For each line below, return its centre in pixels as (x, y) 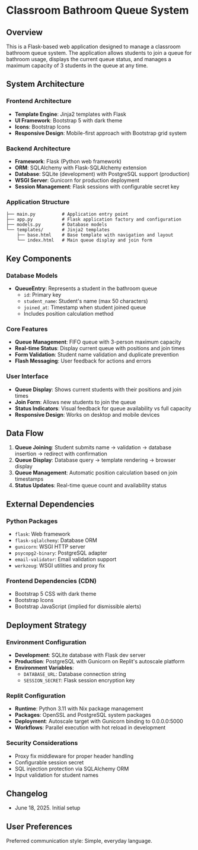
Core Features (27, 329)
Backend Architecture (39, 148)
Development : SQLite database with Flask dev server (80, 655)
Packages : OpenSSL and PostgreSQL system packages (83, 715)
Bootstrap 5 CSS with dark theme (55, 594)
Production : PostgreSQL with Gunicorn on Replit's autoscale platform (100, 662)
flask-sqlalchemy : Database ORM (56, 540)
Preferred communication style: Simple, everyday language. (79, 841)
